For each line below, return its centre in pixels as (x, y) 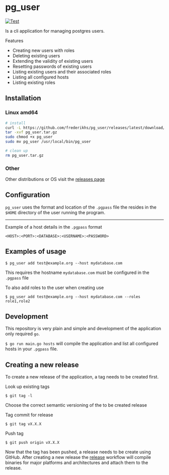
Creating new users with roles (44, 50)
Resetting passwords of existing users (52, 66)
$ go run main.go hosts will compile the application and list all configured (82, 344)
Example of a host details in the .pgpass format (54, 227)
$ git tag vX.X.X (23, 424)
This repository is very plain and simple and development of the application (83, 329)
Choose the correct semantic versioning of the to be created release (76, 405)
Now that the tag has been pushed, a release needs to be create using (78, 452)
